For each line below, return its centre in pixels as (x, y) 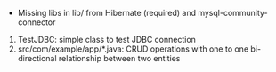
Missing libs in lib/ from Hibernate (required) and (106, 13)
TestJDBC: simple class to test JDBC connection (106, 40)
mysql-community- (233, 13)
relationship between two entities (119, 58)
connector (37, 22)
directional (37, 58)
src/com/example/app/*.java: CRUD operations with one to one (133, 49)
